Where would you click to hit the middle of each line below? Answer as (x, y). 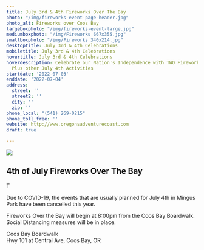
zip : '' (22, 107)
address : (17, 85)
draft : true (21, 130)
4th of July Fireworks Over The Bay (74, 171)
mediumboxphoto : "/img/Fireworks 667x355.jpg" (66, 35)
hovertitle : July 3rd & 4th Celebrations (59, 57)
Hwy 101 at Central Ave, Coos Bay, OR (54, 240)
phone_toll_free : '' (32, 119)
